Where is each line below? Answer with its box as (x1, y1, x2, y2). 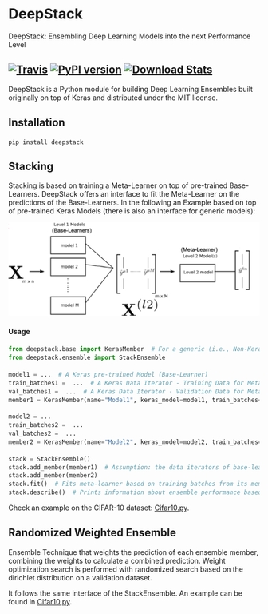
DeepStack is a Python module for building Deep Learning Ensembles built (8, 84, 254, 94)
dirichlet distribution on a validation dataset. (8, 572, 153, 582)
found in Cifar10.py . (8, 596, 73, 606)
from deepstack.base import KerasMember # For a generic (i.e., (8, 345, 230, 353)
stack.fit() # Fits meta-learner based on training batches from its (8, 480, 248, 488)
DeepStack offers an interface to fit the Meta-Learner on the (41, 189, 240, 199)
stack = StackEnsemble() (8, 455, 91, 463)
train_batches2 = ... (8, 421, 84, 429)
